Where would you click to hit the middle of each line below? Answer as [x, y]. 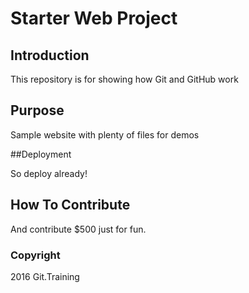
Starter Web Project [94, 18]
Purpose [37, 110]
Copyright [35, 255]
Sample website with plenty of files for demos [105, 134]
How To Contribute [70, 205]
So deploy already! [49, 173]
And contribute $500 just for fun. [78, 229]
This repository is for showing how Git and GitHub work [124, 79]
